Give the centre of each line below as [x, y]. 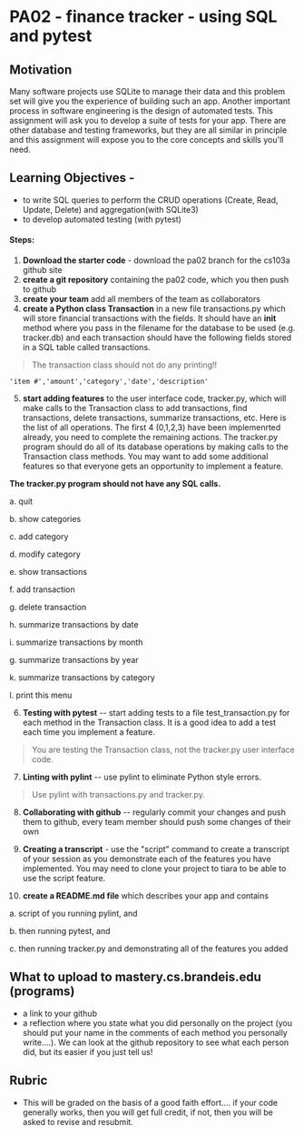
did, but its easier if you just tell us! [88, 1051]
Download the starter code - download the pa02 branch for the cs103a [156, 260]
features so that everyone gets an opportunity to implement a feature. [153, 467]
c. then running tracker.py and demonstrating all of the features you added [149, 949]
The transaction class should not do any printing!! [124, 365]
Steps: [22, 240]
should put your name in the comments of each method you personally [155, 1032]
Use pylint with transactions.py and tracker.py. [118, 795]
